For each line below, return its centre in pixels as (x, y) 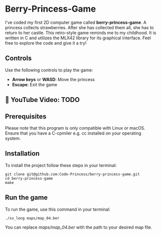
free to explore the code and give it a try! (46, 43)
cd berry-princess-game (29, 178)
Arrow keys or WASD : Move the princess (53, 79)
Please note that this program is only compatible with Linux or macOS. (75, 128)
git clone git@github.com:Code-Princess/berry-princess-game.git (72, 174)
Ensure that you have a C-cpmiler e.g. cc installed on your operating (73, 133)
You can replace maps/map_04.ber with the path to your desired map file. (79, 227)
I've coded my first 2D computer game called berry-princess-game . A (76, 22)
